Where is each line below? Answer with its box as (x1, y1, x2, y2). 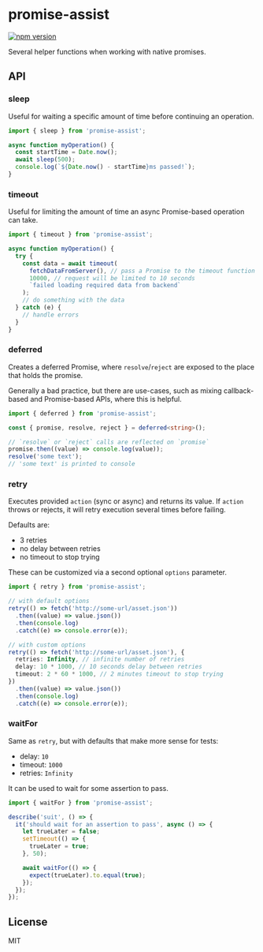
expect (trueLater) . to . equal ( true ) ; (28, 871, 146, 879)
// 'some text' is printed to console (8, 460, 135, 468)
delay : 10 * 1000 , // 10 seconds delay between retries (15, 663, 202, 671)
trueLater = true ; (28, 842, 90, 850)
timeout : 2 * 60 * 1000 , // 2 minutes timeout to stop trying (15, 670, 224, 678)
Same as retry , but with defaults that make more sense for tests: (8, 736, 219, 745)
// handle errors (22, 310, 80, 319)
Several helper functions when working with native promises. (8, 47, 206, 56)
